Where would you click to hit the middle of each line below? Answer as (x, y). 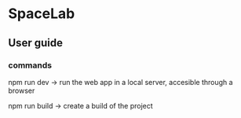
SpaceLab (42, 14)
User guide (35, 43)
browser (22, 90)
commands (30, 65)
